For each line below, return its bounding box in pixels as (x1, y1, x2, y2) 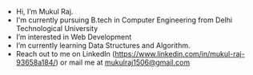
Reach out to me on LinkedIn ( (15, 49, 115, 58)
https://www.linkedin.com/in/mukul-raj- (114, 49, 246, 58)
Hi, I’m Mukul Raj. (15, 7, 74, 16)
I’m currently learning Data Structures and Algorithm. (15, 41, 191, 50)
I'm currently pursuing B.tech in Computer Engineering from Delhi (15, 15, 233, 25)
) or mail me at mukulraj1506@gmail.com (55, 57, 191, 67)
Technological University (15, 24, 98, 33)
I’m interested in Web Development (15, 32, 132, 41)
